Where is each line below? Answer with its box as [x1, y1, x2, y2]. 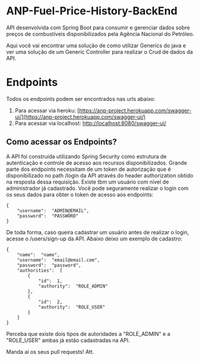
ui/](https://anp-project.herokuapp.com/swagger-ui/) [14, 113, 146, 120]
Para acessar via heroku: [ [14, 106, 79, 114]
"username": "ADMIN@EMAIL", [17, 207, 90, 213]
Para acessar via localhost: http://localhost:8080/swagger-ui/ [14, 120, 167, 127]
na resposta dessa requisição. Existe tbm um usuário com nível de [6, 178, 169, 185]
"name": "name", [17, 252, 60, 258]
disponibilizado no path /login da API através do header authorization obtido [6, 172, 193, 179]
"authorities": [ [17, 267, 63, 273]
